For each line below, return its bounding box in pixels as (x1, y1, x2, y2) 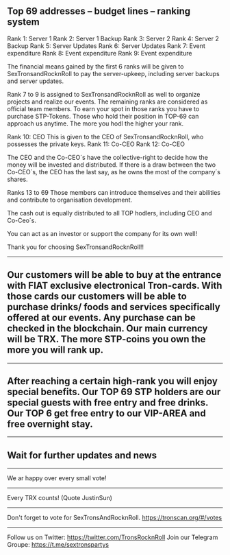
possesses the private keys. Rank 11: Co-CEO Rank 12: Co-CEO (7, 140, 185, 148)
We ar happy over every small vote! (7, 474, 107, 482)
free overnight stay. (7, 418, 94, 430)
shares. (7, 175, 29, 183)
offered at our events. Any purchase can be (7, 312, 196, 324)
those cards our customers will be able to (7, 291, 187, 303)
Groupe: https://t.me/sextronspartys (7, 541, 110, 549)
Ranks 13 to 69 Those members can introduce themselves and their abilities (7, 188, 221, 196)
